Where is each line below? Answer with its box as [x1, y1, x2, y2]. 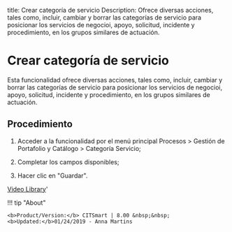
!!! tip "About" [7, 198, 46, 207]
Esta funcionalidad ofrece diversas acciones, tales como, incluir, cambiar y [7, 75, 223, 84]
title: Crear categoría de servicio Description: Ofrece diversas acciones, [7, 6, 214, 14]
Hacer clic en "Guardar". [17, 171, 88, 180]
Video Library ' [7, 184, 48, 193]
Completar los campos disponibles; [17, 157, 119, 166]
